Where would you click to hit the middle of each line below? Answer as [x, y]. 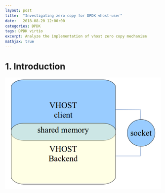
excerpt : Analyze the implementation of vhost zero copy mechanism [76, 36]
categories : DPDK [23, 26]
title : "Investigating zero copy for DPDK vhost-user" [64, 16]
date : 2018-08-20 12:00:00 [35, 21]
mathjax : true [20, 42]
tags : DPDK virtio [24, 31]
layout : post [19, 10]
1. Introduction [35, 67]
